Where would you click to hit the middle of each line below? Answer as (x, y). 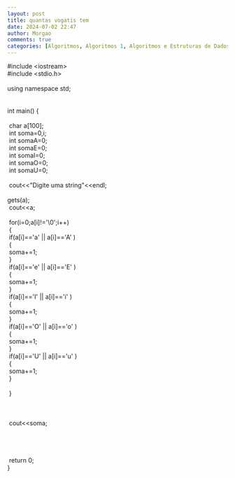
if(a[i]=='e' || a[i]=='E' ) (42, 267)
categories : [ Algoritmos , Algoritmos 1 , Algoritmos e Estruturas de (109, 46)
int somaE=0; (28, 148)
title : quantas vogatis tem (48, 20)
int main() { (23, 111)
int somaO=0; (29, 163)
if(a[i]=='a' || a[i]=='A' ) (42, 237)
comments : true (29, 40)
